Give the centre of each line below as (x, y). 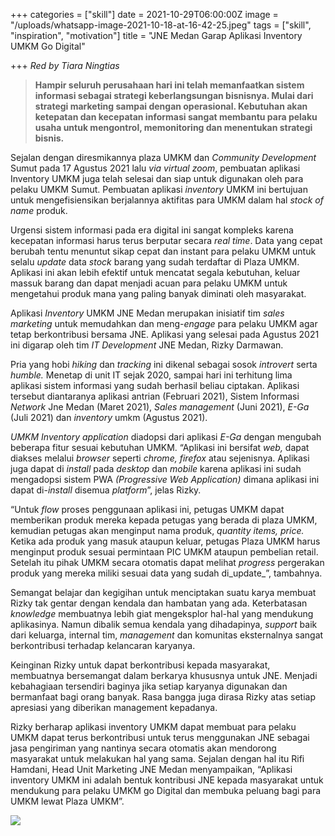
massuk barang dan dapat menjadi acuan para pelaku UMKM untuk (149, 283)
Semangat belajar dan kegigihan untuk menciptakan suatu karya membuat (163, 592)
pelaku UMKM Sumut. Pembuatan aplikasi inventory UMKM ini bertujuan (159, 189)
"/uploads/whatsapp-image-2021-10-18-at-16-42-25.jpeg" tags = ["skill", (161, 25)
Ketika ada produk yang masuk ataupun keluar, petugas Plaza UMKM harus (165, 541)
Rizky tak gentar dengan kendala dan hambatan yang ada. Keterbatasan (159, 603)
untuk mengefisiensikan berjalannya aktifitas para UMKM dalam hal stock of (167, 200)
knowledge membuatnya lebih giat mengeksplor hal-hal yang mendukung (162, 613)
